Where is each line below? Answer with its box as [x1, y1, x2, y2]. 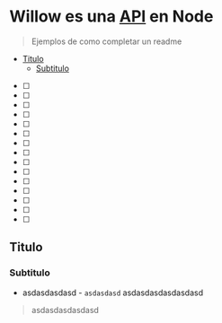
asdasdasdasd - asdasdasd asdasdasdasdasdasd [22, 287, 204, 298]
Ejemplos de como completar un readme [31, 36, 182, 47]
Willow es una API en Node [9, 6, 214, 27]
